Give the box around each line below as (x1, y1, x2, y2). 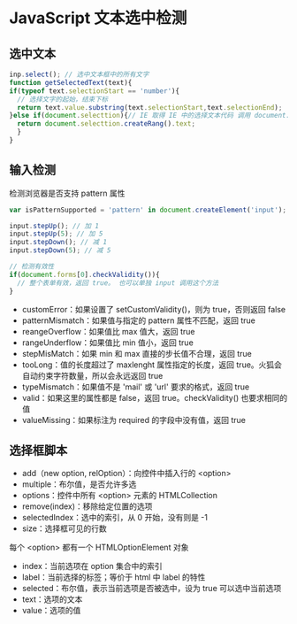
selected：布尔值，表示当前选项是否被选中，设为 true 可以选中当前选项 (21, 583, 282, 594)
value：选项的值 (21, 605, 81, 616)
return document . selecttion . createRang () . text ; (17, 119, 196, 128)
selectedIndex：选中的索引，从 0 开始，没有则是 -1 (21, 512, 208, 523)
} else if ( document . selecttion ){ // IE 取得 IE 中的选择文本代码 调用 (9, 112, 251, 120)
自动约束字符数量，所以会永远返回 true (21, 370, 164, 381)
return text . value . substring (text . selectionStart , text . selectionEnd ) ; (17, 103, 283, 112)
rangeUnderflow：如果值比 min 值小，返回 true (21, 337, 194, 348)
